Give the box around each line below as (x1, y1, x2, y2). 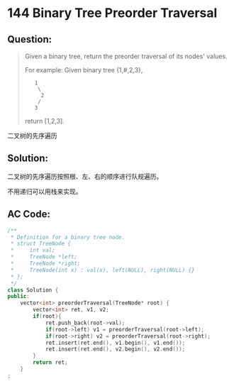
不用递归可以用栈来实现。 (7, 187, 82, 196)
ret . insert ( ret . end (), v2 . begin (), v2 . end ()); (45, 346, 186, 353)
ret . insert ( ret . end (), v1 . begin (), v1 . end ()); (45, 339, 186, 346)
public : (7, 293, 30, 300)
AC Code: (7, 208, 51, 221)
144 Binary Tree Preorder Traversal (7, 5, 218, 21)
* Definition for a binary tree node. (10, 233, 126, 241)
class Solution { (7, 286, 59, 294)
